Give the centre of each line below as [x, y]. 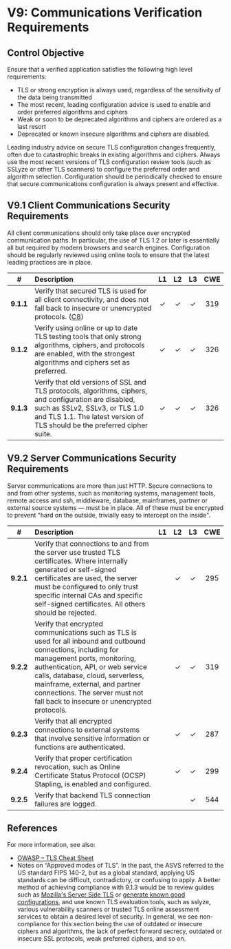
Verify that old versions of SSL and [90, 382]
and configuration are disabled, [85, 399]
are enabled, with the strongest [85, 354]
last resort [32, 126]
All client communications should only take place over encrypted [99, 233]
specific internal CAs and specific [88, 595]
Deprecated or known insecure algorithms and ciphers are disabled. [113, 134]
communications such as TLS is [86, 632]
